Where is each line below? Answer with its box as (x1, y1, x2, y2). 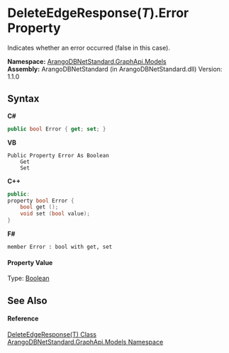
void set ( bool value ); (20, 211, 91, 218)
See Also (7, 294, 48, 306)
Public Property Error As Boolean (7, 152, 110, 159)
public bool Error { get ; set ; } (7, 125, 106, 133)
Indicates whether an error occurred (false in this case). (7, 43, 170, 52)
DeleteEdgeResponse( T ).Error (7, 5, 189, 21)
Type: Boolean (7, 274, 50, 283)
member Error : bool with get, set (7, 243, 113, 250)
